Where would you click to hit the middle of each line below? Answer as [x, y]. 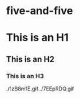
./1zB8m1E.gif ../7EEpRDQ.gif [40, 89]
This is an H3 [25, 76]
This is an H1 [37, 38]
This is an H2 [30, 59]
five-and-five [40, 11]
